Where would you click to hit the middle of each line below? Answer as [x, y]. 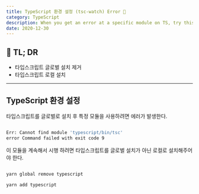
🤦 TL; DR [22, 52]
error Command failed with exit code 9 [55, 138]
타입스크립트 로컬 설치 [40, 75]
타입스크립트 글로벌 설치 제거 [48, 67]
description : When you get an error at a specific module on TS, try [94, 23]
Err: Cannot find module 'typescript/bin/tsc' [65, 132]
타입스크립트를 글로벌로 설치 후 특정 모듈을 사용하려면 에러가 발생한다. [87, 116]
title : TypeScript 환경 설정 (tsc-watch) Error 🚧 [66, 12]
